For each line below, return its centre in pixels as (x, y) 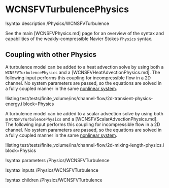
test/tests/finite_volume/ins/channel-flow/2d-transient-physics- (87, 98)
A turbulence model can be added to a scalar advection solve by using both (84, 113)
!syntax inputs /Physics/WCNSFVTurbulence (52, 170)
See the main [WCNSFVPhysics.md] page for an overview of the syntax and (84, 33)
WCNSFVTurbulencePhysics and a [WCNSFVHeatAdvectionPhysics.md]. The (83, 72)
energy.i (14, 104)
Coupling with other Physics (51, 55)
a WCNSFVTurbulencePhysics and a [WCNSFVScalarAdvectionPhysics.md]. (82, 119)
